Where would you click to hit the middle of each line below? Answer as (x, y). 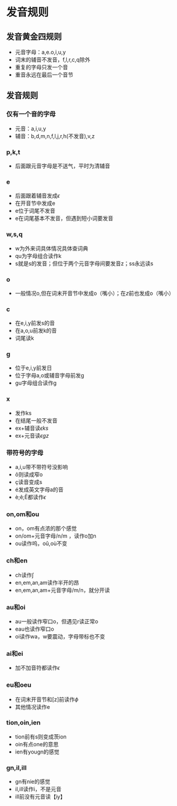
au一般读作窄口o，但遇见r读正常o (56, 621)
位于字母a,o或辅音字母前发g (49, 376)
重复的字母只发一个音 (41, 67)
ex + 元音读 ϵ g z (32, 435)
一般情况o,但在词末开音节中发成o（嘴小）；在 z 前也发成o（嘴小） (95, 293)
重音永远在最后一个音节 (44, 75)
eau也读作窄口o (34, 629)
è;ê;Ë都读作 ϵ (30, 497)
